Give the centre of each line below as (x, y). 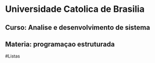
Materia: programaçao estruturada (60, 44)
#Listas (13, 56)
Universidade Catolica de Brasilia (75, 9)
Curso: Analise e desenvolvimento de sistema (78, 28)
